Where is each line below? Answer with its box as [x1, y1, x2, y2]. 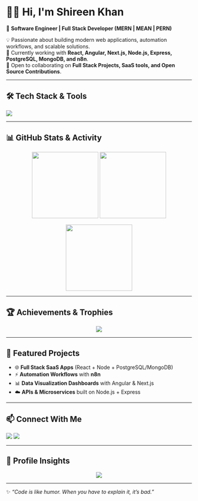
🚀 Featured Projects [6, 348, 80, 358]
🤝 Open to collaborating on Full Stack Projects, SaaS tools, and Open [6, 61, 176, 68]
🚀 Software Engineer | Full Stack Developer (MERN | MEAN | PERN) [6, 25, 172, 32]
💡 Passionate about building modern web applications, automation [6, 36, 167, 43]
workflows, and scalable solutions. [6, 42, 90, 50]
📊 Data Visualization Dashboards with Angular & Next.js [14, 380, 154, 387]
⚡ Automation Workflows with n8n [14, 371, 101, 378]
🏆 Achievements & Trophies [6, 307, 113, 317]
